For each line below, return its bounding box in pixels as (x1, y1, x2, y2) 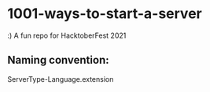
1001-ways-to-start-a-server (7, 5, 202, 23)
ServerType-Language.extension (7, 74, 114, 83)
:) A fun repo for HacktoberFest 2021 (7, 31, 127, 40)
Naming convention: (7, 53, 109, 67)
